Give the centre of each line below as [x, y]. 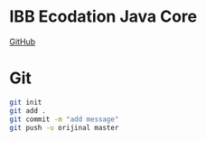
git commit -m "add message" [64, 119]
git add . [28, 110]
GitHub [23, 42]
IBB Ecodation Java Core [103, 17]
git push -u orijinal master [64, 127]
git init [26, 102]
